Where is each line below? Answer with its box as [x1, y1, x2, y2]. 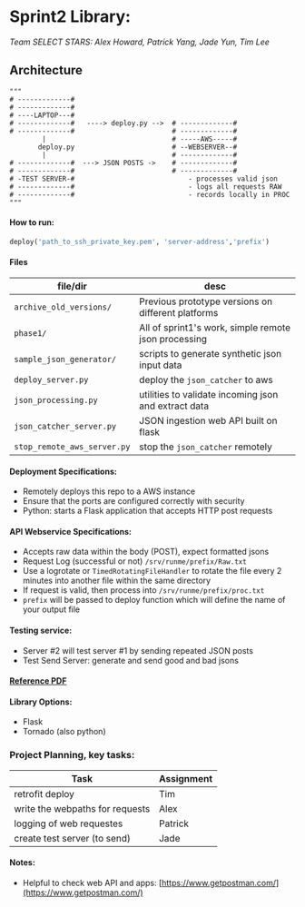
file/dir [57, 280, 88, 292]
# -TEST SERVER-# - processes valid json [9, 174, 279, 183]
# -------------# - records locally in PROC [9, 190, 290, 199]
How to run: [9, 217, 54, 228]
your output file [22, 604, 81, 615]
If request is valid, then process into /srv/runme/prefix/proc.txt [22, 585, 265, 596]
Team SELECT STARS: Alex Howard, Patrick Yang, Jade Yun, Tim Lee [9, 36, 271, 47]
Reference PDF [9, 675, 67, 686]
